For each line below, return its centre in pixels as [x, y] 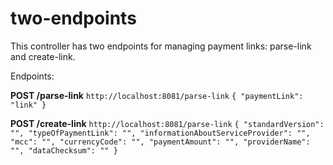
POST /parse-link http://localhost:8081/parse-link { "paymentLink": [157, 95]
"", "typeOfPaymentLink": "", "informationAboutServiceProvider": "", [160, 133]
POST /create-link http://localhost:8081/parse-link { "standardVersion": [167, 123]
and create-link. [43, 56]
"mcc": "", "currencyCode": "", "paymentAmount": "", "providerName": [160, 142]
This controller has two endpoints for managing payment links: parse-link [161, 46]
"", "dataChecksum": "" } [64, 150]
